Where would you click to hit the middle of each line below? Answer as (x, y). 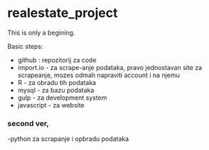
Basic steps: (25, 46)
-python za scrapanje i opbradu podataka (68, 139)
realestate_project (63, 13)
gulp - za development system (62, 98)
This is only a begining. (41, 33)
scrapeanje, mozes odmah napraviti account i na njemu (98, 75)
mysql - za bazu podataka (56, 90)
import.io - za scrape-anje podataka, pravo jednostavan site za (110, 67)
